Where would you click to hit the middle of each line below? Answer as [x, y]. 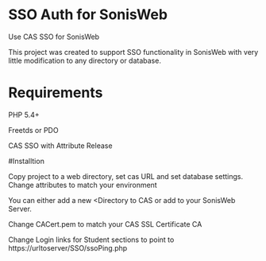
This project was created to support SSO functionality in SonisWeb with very [133, 52]
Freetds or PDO [33, 130]
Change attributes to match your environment [83, 185]
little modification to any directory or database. [85, 60]
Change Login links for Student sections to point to [91, 240]
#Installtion [27, 161]
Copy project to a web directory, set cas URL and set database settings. [126, 176]
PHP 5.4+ [24, 115]
